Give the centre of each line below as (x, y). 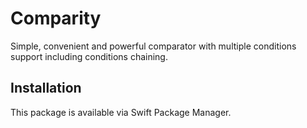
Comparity (56, 18)
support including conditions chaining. (89, 56)
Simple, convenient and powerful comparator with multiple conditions (153, 46)
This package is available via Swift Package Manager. (121, 112)
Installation (46, 88)
